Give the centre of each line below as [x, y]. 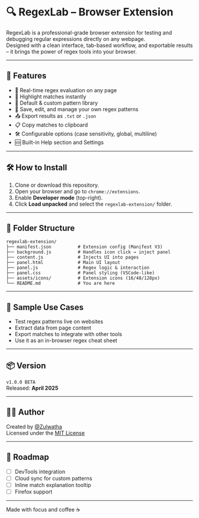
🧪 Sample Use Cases [45, 307]
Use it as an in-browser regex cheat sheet [66, 341]
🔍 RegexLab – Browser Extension [90, 12]
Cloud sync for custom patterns [54, 478]
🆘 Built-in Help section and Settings [59, 142]
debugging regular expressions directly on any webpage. [76, 39]
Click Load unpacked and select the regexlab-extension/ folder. [93, 204]
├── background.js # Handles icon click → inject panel [88, 252]
